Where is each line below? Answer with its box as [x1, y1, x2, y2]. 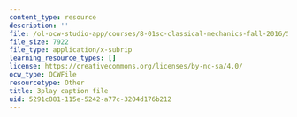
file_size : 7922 [9, 37, 69, 47]
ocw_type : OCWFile [9, 70, 77, 79]
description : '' [9, 21, 69, 30]
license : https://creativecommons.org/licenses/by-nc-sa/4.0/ [9, 62, 243, 71]
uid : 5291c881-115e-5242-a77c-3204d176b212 [9, 94, 172, 104]
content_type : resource [9, 12, 97, 22]
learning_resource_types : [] [9, 54, 117, 62]
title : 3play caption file [9, 86, 109, 95]
